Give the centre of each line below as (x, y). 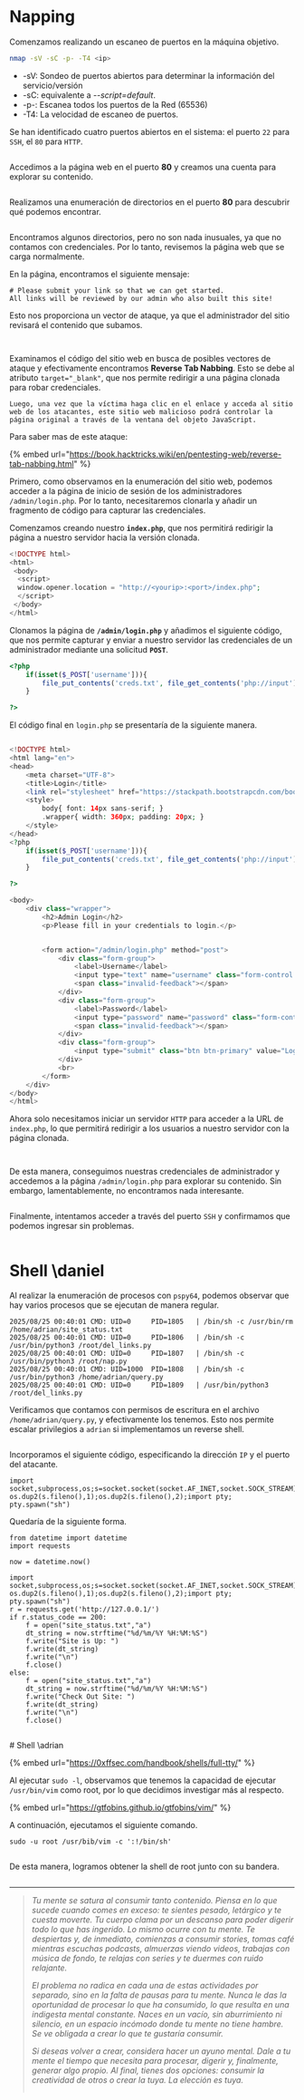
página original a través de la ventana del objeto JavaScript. (133, 420)
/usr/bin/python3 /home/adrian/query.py (87, 1378)
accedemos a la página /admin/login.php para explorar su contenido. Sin (146, 1181)
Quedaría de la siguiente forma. (68, 1522)
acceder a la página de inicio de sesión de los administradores (126, 490)
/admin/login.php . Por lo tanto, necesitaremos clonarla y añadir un (133, 500)
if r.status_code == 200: (58, 1618)
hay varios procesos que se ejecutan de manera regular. (114, 1305)
